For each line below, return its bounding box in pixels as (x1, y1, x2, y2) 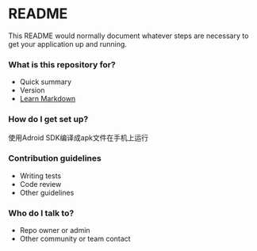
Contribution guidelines (8, 153, 102, 164)
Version (19, 86, 45, 95)
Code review (19, 179, 62, 188)
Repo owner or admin (19, 226, 90, 235)
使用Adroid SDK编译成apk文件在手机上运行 (8, 132, 149, 143)
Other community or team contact (19, 234, 131, 244)
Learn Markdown (19, 94, 76, 104)
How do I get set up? (8, 114, 89, 125)
